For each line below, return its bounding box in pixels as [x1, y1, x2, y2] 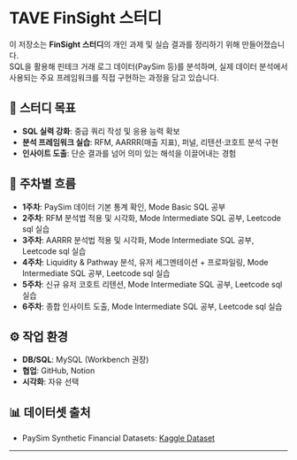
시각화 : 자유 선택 [21, 377, 80, 387]
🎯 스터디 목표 [9, 101, 77, 116]
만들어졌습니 [241, 39, 286, 50]
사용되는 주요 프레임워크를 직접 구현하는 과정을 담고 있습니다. [9, 72, 219, 82]
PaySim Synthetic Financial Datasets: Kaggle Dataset [21, 433, 215, 443]
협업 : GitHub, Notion [21, 365, 95, 376]
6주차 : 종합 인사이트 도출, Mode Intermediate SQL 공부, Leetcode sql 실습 [21, 301, 283, 311]
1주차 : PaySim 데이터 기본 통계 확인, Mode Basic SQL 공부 [21, 201, 226, 212]
